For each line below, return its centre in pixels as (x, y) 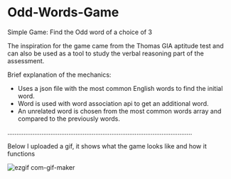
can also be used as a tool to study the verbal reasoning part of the (106, 53)
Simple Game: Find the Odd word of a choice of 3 (80, 32)
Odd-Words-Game (63, 12)
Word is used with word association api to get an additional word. (113, 103)
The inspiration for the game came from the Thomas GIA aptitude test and (116, 45)
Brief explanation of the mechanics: (59, 75)
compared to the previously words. (69, 119)
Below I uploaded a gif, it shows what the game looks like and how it (107, 146)
